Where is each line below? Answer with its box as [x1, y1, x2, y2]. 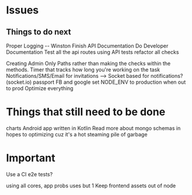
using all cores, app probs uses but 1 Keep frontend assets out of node [6, 182, 176, 189]
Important [6, 152, 55, 165]
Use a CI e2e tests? [6, 170, 53, 177]
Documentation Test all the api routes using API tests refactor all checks [6, 49, 179, 56]
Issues [6, 4, 39, 17]
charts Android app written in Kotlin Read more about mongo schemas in [6, 124, 181, 132]
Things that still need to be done [6, 105, 166, 119]
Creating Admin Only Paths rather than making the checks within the [6, 60, 171, 67]
